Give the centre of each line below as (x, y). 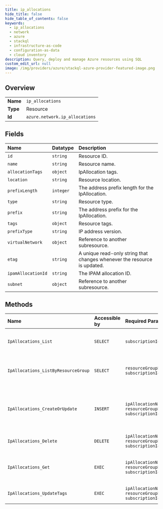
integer (61, 191)
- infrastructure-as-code (36, 46)
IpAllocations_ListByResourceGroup (49, 371)
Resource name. (97, 164)
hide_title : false (24, 14)
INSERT (102, 409)
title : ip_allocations (28, 9)
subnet (15, 284)
